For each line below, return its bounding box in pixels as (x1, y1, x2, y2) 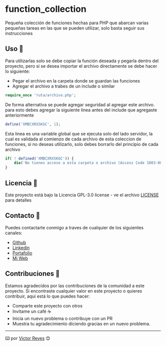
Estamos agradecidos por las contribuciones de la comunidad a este (5, 283, 145, 289)
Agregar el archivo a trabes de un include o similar (12, 83, 115, 89)
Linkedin (12, 245, 30, 251)
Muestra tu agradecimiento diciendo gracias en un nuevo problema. (12, 320, 151, 327)
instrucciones (5, 30, 33, 36)
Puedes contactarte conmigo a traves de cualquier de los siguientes (5, 224, 144, 230)
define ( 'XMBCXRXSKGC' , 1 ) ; (5, 122, 61, 127)
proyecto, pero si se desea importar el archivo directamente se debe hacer (5, 63, 158, 69)
